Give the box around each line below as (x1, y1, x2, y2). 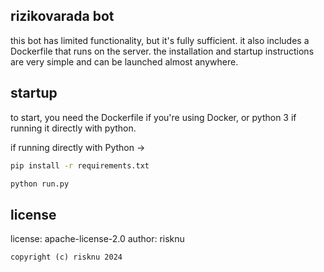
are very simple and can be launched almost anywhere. (10, 55, 239, 68)
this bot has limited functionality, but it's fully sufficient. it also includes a (10, 34, 310, 46)
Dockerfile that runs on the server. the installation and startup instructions (10, 45, 315, 57)
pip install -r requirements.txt (10, 160, 150, 171)
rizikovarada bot (10, 8, 115, 25)
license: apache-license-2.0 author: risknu (10, 233, 185, 245)
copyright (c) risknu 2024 (10, 252, 123, 263)
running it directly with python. (10, 122, 137, 134)
